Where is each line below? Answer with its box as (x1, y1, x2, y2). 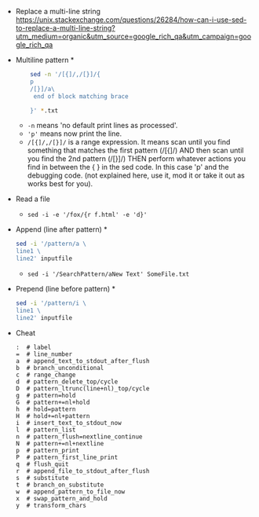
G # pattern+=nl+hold (15, 398, 90, 406)
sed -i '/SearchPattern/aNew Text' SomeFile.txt (27, 270, 190, 278)
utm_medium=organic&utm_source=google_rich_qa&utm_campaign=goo (15, 31, 252, 41)
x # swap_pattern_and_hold (15, 494, 108, 502)
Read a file (15, 194, 51, 203)
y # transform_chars (15, 501, 86, 509)
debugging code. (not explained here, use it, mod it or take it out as (27, 170, 245, 180)
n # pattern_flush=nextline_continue (15, 432, 143, 441)
